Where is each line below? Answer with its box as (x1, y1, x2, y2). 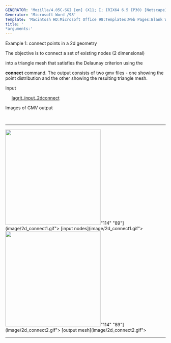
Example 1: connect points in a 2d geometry (5, 40, 97, 46)
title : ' (5, 21, 24, 27)
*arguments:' (5, 26, 33, 32)
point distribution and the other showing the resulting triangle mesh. (5, 75, 148, 81)
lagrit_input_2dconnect (11, 95, 60, 101)
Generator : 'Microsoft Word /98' (5, 12, 76, 17)
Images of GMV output (5, 105, 53, 111)
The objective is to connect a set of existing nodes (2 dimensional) (5, 50, 145, 56)
